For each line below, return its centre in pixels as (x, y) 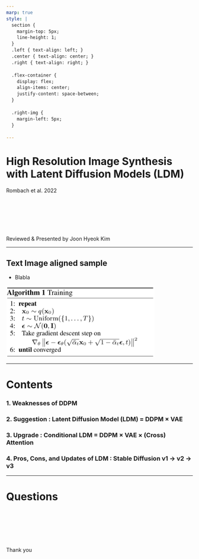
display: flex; (36, 81)
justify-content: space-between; (58, 94)
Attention (20, 442)
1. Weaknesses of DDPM (42, 404)
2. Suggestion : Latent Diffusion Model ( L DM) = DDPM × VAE (94, 419)
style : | (17, 19)
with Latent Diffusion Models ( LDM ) (95, 174)
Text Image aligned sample (57, 263)
